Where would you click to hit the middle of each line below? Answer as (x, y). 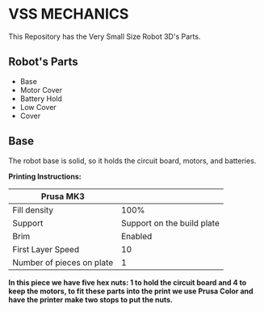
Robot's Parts (43, 62)
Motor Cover (41, 90)
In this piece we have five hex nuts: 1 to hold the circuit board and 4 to (128, 282)
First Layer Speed (46, 249)
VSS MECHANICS (69, 14)
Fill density (33, 209)
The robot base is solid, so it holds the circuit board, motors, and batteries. (132, 160)
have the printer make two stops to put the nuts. (91, 299)
